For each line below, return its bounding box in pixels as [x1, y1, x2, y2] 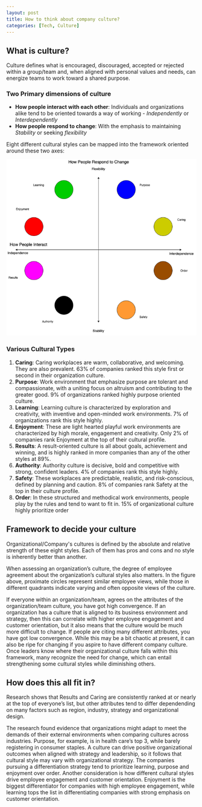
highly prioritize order [14, 506, 69, 514]
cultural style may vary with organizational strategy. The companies [6, 757, 175, 764]
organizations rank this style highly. [14, 416, 104, 423]
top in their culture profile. [14, 487, 80, 494]
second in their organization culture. [14, 371, 106, 379]
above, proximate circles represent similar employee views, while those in [6, 578, 189, 585]
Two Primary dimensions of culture [6, 90, 112, 98]
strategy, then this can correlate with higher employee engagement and [6, 615, 184, 622]
